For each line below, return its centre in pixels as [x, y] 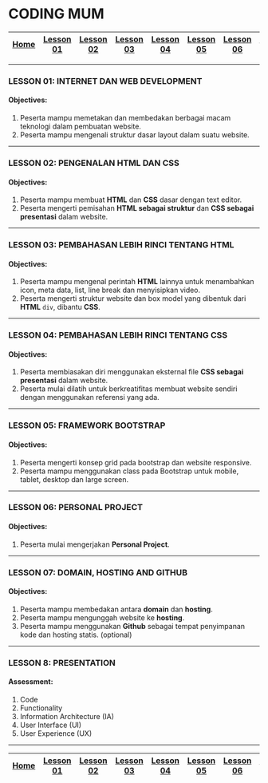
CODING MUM [57, 14]
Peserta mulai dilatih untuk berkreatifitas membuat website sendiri [128, 389]
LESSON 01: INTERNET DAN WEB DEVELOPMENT [105, 81]
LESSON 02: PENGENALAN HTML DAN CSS [94, 163]
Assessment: [31, 682]
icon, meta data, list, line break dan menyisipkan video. [110, 290]
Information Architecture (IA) [67, 716]
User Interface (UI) [51, 725]
